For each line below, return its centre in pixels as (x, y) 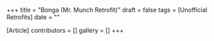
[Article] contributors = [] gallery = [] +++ (65, 30)
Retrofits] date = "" (33, 17)
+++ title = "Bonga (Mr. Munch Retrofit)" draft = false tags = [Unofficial (107, 10)
